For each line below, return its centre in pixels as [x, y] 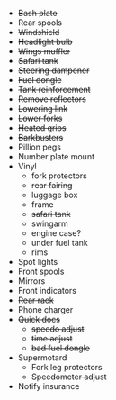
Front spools [41, 271]
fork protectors [59, 176]
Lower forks [40, 118]
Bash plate [37, 13]
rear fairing [52, 185]
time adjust [52, 338]
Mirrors [31, 281]
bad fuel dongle [61, 348]
